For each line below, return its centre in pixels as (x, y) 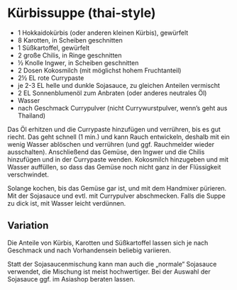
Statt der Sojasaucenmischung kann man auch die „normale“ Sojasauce (112, 264)
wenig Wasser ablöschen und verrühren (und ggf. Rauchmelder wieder (111, 144)
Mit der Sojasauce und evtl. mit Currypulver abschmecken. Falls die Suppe (116, 196)
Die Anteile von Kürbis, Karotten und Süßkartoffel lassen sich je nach (108, 242)
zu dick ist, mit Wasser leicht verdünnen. (67, 203)
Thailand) (32, 116)
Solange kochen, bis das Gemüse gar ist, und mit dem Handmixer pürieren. (117, 188)
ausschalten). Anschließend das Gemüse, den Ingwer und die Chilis (106, 152)
